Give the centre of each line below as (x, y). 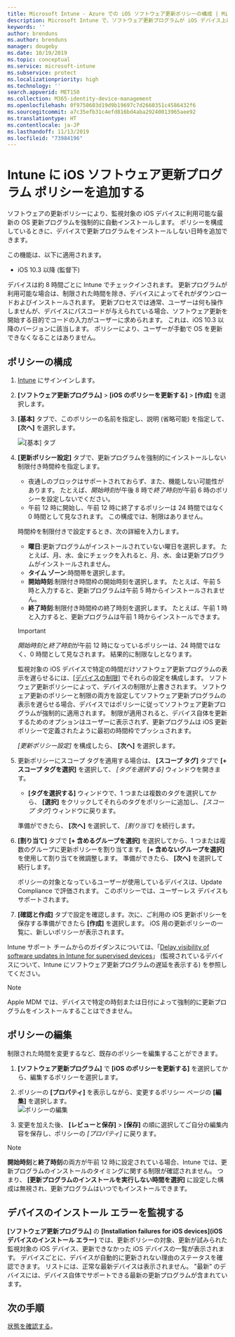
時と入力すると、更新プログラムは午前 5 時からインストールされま (123, 590)
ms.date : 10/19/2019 (38, 53)
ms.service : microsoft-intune (52, 66)
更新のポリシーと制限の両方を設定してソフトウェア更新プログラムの (128, 695)
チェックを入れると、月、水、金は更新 (145, 555)
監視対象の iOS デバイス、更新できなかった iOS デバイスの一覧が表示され (113, 1248)
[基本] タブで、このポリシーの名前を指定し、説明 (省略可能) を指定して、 (122, 419)
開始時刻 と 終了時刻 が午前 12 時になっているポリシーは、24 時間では (116, 645)
